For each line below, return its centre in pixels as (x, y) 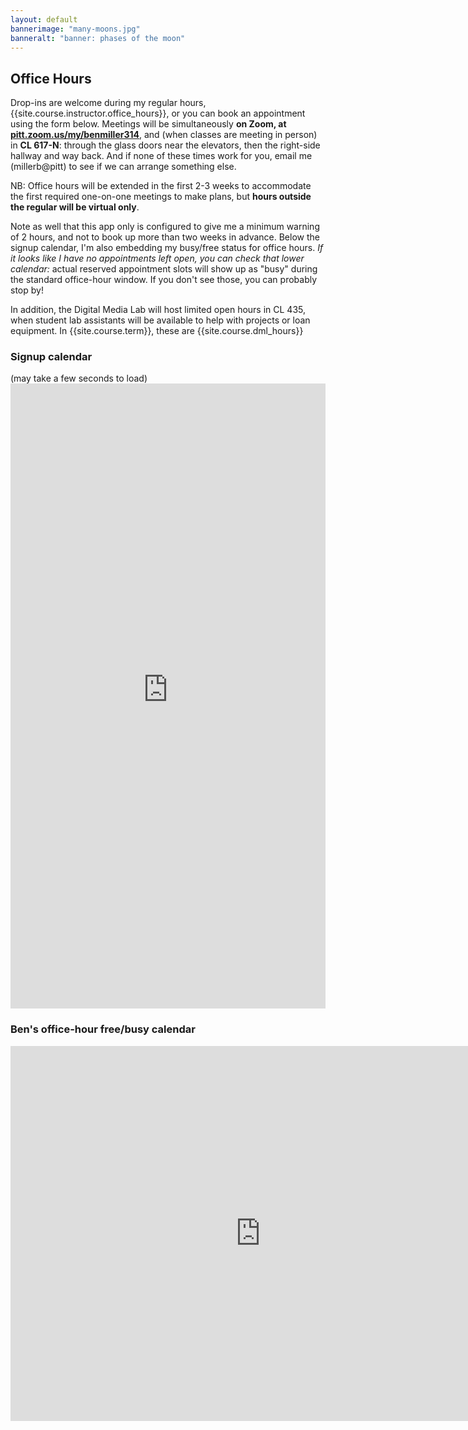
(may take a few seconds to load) (79, 378)
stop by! (27, 290)
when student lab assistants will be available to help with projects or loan (160, 320)
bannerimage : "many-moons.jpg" (75, 29)
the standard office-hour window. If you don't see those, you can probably (164, 280)
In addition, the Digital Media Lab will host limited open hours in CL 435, (158, 310)
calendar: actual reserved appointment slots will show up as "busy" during (164, 269)
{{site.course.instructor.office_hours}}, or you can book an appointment (158, 113)
